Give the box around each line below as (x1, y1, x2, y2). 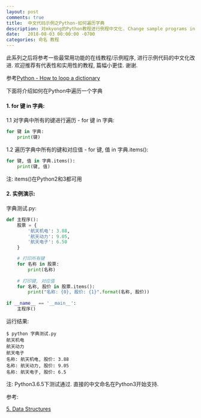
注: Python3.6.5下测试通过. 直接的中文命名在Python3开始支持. (6, 380, 159, 387)
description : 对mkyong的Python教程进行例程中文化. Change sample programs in (6, 25, 196, 32)
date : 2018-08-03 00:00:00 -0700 (6, 31, 95, 37)
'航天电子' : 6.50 (28, 239, 68, 245)
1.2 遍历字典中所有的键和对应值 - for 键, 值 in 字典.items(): (6, 146, 149, 153)
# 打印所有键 (17, 255, 45, 262)
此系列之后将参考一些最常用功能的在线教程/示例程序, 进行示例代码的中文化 (6, 54, 190, 61)
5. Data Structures (6, 405, 51, 413)
